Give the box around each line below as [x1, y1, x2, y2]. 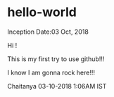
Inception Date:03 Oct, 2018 [7, 27, 89, 36]
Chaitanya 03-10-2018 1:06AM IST [7, 82, 107, 90]
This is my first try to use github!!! [7, 54, 105, 63]
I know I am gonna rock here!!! [7, 68, 96, 77]
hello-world [7, 4, 77, 20]
